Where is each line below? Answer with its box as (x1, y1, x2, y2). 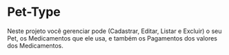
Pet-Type (7, 4, 61, 20)
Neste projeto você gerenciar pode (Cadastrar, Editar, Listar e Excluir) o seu (7, 27, 222, 35)
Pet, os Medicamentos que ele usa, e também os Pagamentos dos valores (7, 34, 218, 42)
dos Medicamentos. (7, 41, 64, 49)
